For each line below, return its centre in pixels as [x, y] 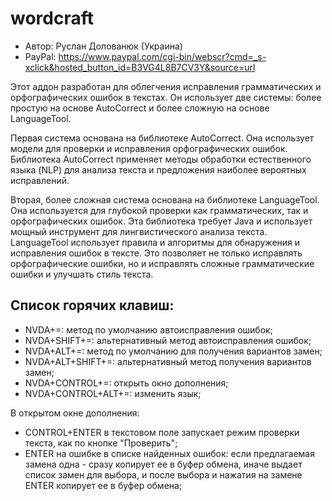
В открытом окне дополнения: [75, 413]
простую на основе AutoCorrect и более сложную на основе [140, 108]
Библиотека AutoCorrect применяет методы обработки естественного [161, 159]
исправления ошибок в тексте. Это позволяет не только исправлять [156, 253]
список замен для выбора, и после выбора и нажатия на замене [163, 474]
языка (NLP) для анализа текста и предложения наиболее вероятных [158, 169]
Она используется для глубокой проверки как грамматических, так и [159, 210]
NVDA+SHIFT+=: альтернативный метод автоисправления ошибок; [168, 340]
